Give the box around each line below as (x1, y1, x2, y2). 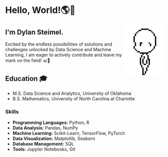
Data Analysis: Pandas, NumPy (12, 125, 78, 131)
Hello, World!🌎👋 (5, 5, 76, 16)
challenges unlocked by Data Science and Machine (5, 47, 112, 52)
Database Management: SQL (12, 141, 74, 147)
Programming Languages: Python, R (12, 119, 90, 126)
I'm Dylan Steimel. (5, 28, 64, 36)
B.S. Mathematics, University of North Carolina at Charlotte (12, 95, 135, 101)
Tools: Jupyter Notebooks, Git (12, 146, 75, 152)
